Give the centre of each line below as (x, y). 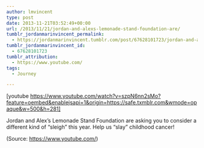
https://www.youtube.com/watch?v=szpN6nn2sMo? (95, 96)
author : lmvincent (29, 12)
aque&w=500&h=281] (33, 109)
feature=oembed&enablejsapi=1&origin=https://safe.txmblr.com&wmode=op (102, 103)
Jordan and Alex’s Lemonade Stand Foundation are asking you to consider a (101, 121)
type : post (20, 18)
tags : (13, 68)
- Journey (24, 74)
